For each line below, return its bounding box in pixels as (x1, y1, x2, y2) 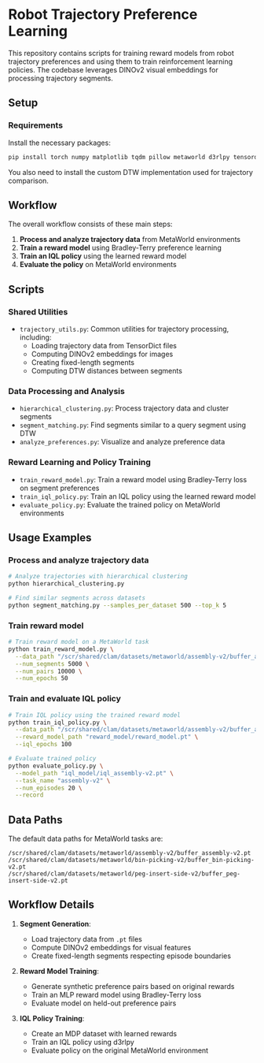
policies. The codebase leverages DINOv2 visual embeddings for (8, 65, 218, 74)
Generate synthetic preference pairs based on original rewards (31, 981, 235, 991)
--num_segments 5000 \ (15, 660, 90, 667)
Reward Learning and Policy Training (8, 457, 152, 468)
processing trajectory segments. (8, 73, 114, 83)
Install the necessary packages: (8, 138, 112, 147)
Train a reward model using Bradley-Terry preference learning (19, 243, 222, 253)
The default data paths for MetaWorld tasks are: (8, 834, 163, 844)
